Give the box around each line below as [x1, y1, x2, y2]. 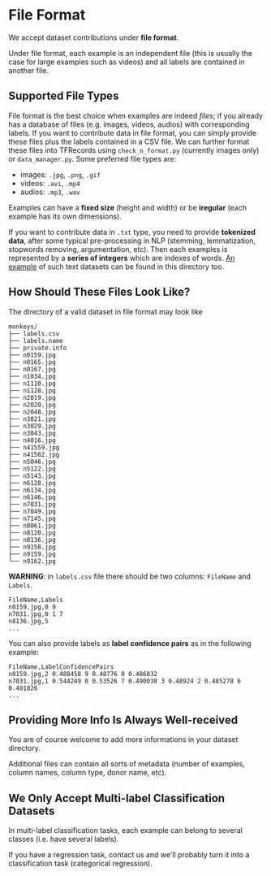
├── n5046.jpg [8, 458, 57, 466]
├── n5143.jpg [8, 471, 57, 480]
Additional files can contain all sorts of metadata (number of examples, [8, 759, 245, 769]
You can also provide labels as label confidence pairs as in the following [8, 638, 252, 648]
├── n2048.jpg [8, 408, 57, 416]
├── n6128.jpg [8, 479, 57, 487]
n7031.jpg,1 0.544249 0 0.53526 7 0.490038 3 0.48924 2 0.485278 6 [8, 677, 242, 685]
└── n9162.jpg [8, 557, 57, 566]
